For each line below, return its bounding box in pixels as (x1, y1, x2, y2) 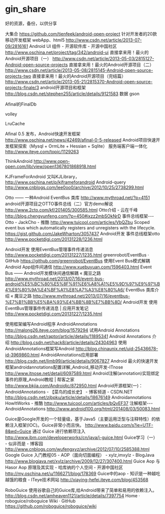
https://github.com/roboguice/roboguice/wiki (5, 503, 97, 509)
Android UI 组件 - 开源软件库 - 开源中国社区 (29, 43, 117, 49)
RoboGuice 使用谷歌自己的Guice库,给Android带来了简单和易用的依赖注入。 (5, 487, 157, 493)
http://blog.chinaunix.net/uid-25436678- (75, 345, 159, 351)
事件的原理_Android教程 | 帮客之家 (5, 376, 75, 382)
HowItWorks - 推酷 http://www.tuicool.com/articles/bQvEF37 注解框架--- (5, 400, 153, 406)
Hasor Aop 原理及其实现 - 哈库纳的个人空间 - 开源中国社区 (5, 464, 123, 470)
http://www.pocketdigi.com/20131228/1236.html (5, 236, 102, 242)
